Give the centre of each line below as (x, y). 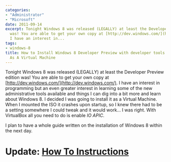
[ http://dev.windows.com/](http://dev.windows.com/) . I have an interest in (83, 83)
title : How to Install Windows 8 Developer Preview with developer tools (85, 53)
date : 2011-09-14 (24, 24)
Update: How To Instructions (67, 152)
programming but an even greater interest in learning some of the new (79, 88)
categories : (18, 10)
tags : (11, 43)
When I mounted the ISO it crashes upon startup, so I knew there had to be (84, 105)
